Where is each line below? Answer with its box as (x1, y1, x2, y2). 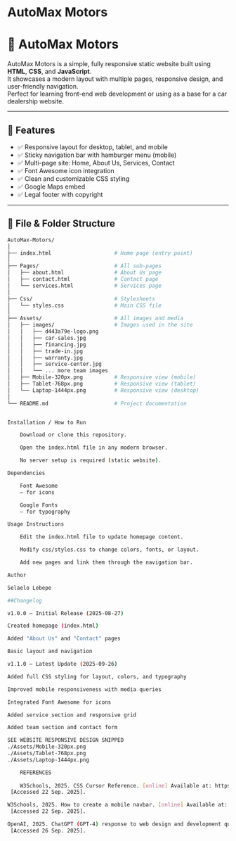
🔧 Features (7, 124, 55, 136)
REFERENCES (20, 769, 52, 776)
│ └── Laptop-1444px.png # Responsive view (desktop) (7, 386, 199, 394)
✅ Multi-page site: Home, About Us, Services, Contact (17, 158, 175, 167)
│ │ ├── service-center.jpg (7, 360, 102, 368)
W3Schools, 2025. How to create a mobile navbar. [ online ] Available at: (7, 802, 228, 809)
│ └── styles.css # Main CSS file (7, 302, 162, 309)
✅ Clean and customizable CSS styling (17, 174, 130, 183)
